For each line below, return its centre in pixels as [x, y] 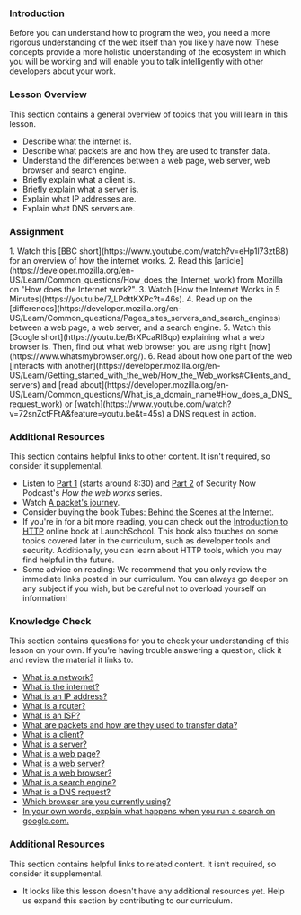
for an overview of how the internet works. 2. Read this [111, 260]
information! [44, 598]
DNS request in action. [215, 413]
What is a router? [54, 706]
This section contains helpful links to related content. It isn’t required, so [143, 864]
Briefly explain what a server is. [80, 189]
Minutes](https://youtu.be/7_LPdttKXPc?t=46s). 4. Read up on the [131, 299]
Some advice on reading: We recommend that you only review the [145, 570]
